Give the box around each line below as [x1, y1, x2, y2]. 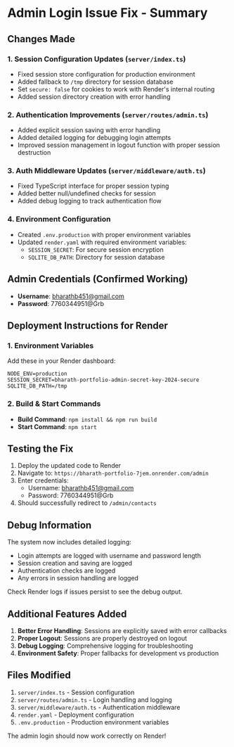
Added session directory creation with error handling [17, 92, 171, 101]
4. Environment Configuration [7, 215, 111, 224]
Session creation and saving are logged [17, 559, 132, 568]
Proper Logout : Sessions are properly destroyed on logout [17, 634, 188, 642]
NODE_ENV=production [7, 371, 68, 378]
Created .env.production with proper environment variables [17, 230, 191, 238]
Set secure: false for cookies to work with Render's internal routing [17, 84, 215, 93]
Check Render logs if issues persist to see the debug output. [7, 587, 183, 596]
